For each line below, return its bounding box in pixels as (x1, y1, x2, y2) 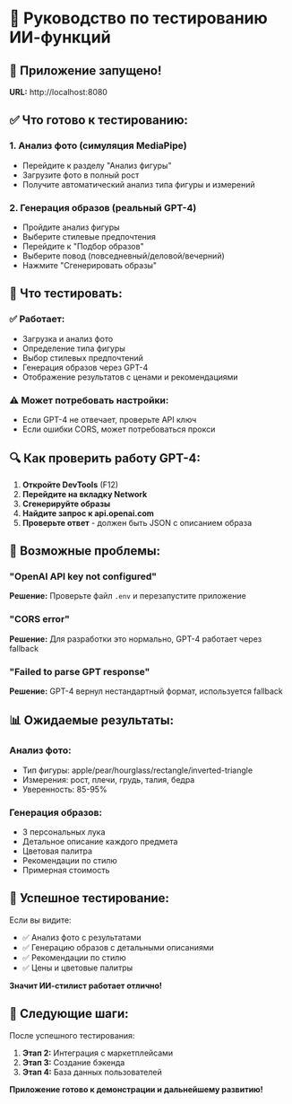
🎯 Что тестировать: (9, 286, 123, 302)
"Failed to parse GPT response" (9, 665, 150, 678)
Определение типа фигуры (21, 343, 125, 354)
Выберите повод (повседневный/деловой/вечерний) (21, 250, 226, 261)
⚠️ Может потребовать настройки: (9, 394, 169, 407)
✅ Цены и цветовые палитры (21, 962, 133, 973)
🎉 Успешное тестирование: (9, 890, 170, 906)
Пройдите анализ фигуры (21, 222, 120, 232)
